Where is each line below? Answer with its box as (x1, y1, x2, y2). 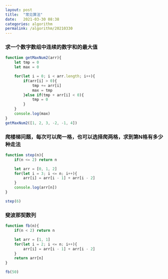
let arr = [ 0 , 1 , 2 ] (14, 166, 57, 171)
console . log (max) (14, 111, 51, 116)
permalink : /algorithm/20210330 (5, 26, 73, 31)
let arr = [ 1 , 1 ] (14, 237, 51, 242)
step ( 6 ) (5, 199, 22, 204)
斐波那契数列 (5, 212, 37, 219)
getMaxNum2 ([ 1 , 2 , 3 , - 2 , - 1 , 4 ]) (5, 120, 78, 126)
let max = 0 (14, 65, 39, 70)
